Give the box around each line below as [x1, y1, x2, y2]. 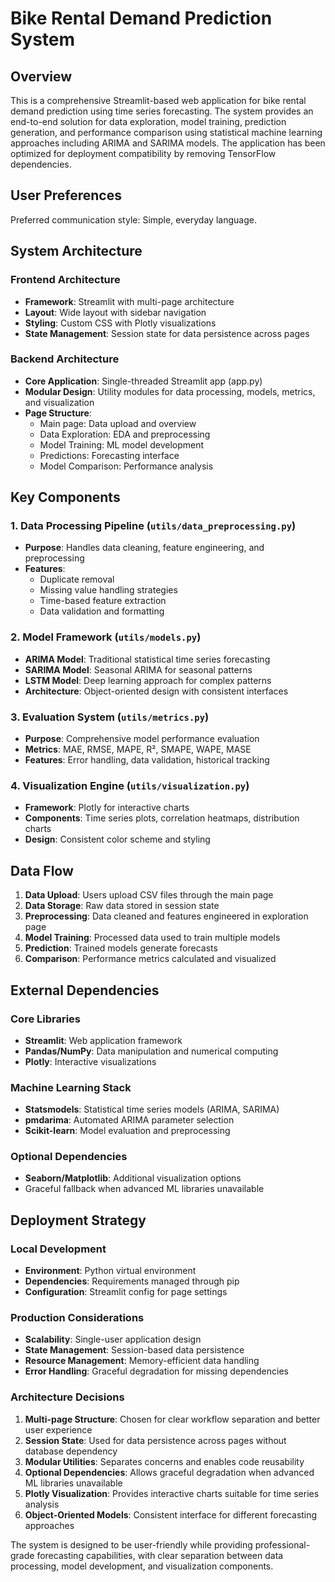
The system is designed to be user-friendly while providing [10, 1538, 253, 1551]
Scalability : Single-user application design [24, 1333, 202, 1346]
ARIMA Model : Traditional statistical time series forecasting [24, 653, 271, 665]
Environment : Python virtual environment [24, 1265, 197, 1277]
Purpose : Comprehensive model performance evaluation [24, 733, 260, 745]
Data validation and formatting [39, 605, 165, 617]
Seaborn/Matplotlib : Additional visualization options [24, 1172, 242, 1184]
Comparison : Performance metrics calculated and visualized [24, 953, 277, 965]
